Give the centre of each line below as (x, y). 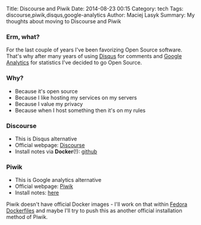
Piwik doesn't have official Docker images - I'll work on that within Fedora (97, 204)
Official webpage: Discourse (50, 145)
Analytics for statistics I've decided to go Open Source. (74, 63)
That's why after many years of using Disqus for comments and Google (94, 56)
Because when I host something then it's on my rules (80, 110)
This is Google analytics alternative (58, 180)
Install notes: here (37, 193)
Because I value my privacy (49, 104)
